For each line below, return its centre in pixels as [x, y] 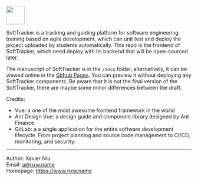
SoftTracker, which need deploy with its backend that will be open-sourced [97, 51]
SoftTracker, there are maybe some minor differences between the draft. [94, 88]
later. [12, 57]
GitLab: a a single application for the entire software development [94, 129]
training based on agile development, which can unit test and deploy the [94, 39]
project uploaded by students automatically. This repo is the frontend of [93, 45]
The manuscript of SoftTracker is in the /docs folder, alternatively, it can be [97, 69]
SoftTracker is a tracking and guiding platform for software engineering [92, 33]
